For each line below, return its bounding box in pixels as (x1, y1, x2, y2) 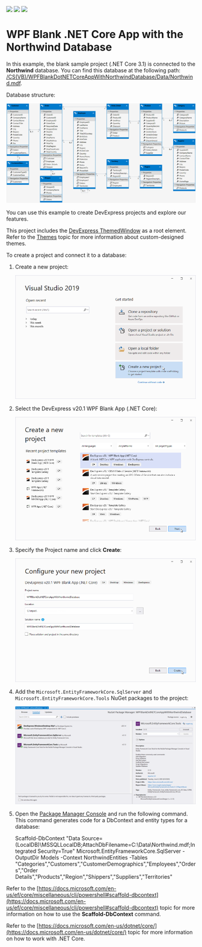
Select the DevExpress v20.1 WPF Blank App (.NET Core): (14, 405, 158, 412)
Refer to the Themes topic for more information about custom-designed (6, 233, 184, 241)
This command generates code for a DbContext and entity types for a (14, 817, 188, 824)
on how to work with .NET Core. (6, 935, 85, 942)
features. (6, 215, 29, 223)
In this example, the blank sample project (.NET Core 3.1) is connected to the (6, 60, 196, 68)
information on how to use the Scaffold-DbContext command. (6, 911, 161, 918)
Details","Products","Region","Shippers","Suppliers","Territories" (14, 873, 173, 881)
